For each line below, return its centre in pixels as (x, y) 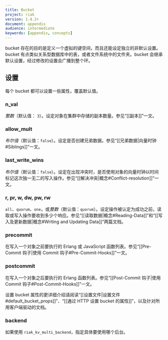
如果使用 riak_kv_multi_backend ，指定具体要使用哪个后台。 (67, 332)
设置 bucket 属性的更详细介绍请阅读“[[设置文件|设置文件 (63, 294)
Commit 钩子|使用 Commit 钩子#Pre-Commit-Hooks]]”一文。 (67, 253)
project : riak (20, 15)
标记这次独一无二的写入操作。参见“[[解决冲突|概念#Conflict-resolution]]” (80, 178)
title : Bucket (20, 10)
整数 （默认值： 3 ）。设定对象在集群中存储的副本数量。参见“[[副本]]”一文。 (81, 116)
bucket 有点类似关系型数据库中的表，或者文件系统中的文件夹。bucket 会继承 (84, 54)
